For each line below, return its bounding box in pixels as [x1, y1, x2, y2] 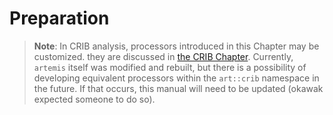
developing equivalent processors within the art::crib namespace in [33, 72, 320, 84]
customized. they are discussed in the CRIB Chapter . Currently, [33, 50, 294, 62]
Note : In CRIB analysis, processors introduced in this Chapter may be [33, 40, 320, 52]
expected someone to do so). [33, 93, 156, 105]
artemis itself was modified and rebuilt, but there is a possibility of [33, 61, 307, 73]
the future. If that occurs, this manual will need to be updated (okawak [33, 82, 324, 94]
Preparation [9, 7, 110, 30]
